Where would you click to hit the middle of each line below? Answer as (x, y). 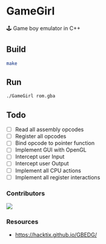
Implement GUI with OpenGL (51, 150)
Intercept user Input (40, 157)
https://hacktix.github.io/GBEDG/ (56, 235)
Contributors (26, 193)
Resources (22, 222)
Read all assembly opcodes (49, 130)
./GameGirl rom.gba (31, 96)
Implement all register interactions (58, 177)
